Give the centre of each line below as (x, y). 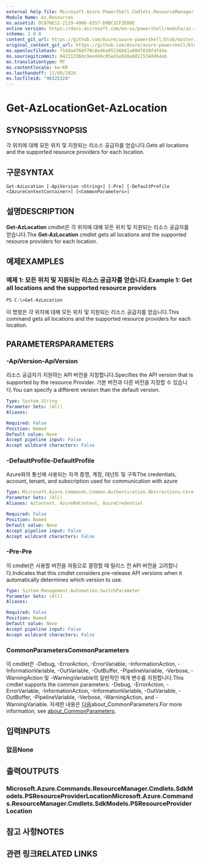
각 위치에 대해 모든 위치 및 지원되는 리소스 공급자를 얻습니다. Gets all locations (98, 145)
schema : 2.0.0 (24, 34)
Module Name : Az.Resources (40, 17)
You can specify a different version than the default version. (86, 390)
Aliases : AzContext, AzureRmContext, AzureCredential (75, 503)
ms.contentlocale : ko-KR (37, 67)
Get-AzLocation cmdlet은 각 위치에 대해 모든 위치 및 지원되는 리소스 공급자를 (98, 227)
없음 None (20, 750)
